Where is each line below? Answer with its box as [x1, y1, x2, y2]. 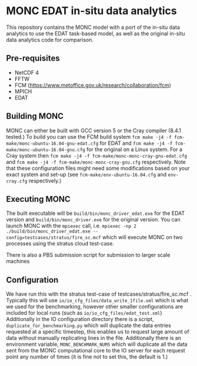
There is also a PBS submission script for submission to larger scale [6, 251, 171, 259]
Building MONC [6, 111, 64, 122]
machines [6, 258, 30, 265]
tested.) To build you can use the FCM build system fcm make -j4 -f [6, 133, 172, 140]
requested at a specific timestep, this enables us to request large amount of [6, 328, 189, 335]
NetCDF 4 [14, 69, 39, 76]
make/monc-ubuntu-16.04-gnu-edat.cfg [6, 140, 99, 146]
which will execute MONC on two [102, 234, 183, 241]
